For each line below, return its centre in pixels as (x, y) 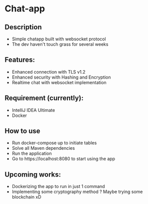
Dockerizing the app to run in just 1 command (58, 187)
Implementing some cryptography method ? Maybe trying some (77, 192)
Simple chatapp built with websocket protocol (59, 39)
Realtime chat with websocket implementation (59, 82)
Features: (20, 60)
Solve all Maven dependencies (43, 148)
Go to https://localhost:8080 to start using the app (64, 159)
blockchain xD (27, 197)
